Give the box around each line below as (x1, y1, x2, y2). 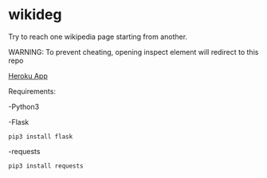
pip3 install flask (8, 133, 73, 141)
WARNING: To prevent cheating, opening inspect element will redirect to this (8, 47, 259, 56)
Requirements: (8, 86, 56, 96)
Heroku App (8, 71, 48, 80)
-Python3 (8, 102, 40, 111)
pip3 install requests (8, 161, 84, 170)
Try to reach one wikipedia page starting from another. (8, 32, 188, 41)
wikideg (8, 6, 62, 24)
